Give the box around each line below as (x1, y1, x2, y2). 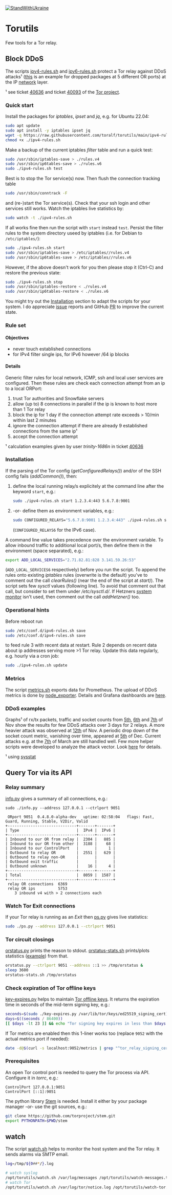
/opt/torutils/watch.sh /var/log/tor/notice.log (5, 1185, 111, 1190)
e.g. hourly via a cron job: (5, 653, 59, 659)
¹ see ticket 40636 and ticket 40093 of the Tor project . (5, 89, 120, 95)
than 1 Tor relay (12, 406, 46, 412)
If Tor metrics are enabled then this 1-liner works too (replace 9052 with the (5, 1030, 163, 1036)
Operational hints (5, 606, 50, 614)
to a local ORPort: (5, 385, 42, 392)
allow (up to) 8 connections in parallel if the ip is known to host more (12, 401, 157, 407)
